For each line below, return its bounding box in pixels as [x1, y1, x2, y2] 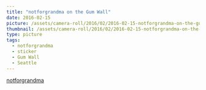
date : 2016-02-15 [6, 15, 51, 21]
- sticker [12, 49, 37, 55]
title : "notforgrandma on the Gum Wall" [6, 9, 112, 15]
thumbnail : [6, 26, 34, 32]
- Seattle [12, 60, 37, 66]
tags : [6, 37, 20, 43]
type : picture [6, 32, 43, 38]
